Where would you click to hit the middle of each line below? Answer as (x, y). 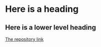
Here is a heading (42, 9)
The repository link (24, 39)
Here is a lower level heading (50, 27)
